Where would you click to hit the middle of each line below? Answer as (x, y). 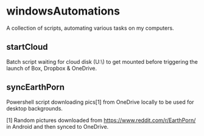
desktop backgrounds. (34, 108)
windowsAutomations (63, 11)
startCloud (27, 47)
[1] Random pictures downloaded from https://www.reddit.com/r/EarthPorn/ (101, 120)
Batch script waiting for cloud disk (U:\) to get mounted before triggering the (102, 61)
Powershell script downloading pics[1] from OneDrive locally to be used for (100, 102)
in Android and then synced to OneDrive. (58, 126)
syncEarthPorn (36, 87)
